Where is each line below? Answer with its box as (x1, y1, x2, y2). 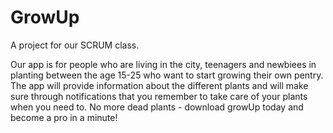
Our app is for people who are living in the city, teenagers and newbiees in (10, 58, 317, 70)
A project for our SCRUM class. (10, 39, 140, 51)
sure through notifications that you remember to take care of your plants (10, 90, 308, 102)
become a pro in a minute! (10, 111, 118, 123)
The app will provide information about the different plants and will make (10, 79, 309, 91)
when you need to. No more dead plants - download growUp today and (10, 101, 304, 113)
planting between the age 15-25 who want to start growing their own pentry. (10, 69, 324, 81)
